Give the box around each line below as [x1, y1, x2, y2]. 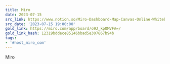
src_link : [5, 17, 26, 22]
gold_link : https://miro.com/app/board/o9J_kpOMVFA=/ [5, 26, 121, 31]
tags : [5, 36, 17, 41]
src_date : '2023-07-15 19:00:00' [5, 21, 76, 27]
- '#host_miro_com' [5, 40, 47, 45]
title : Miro [5, 7, 30, 13]
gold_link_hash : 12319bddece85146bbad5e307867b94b [5, 31, 114, 36]
